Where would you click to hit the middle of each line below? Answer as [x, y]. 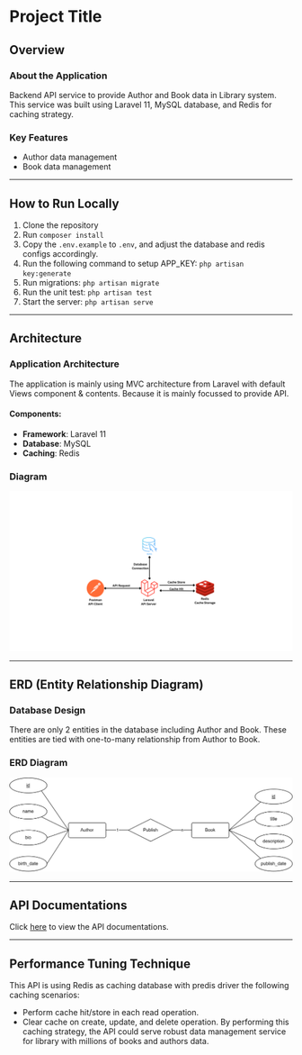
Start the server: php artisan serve [88, 301]
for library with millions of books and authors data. [115, 1041]
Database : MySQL [57, 443]
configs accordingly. [60, 253]
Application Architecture [64, 364]
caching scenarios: [44, 995]
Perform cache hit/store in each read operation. [111, 1013]
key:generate [47, 273]
